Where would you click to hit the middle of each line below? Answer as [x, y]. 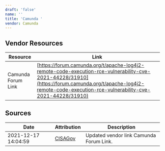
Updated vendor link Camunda [121, 135]
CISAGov [65, 138]
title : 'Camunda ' [24, 19]
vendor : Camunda [22, 23]
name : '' [14, 14]
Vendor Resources [34, 43]
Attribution [68, 127]
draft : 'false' [21, 10]
